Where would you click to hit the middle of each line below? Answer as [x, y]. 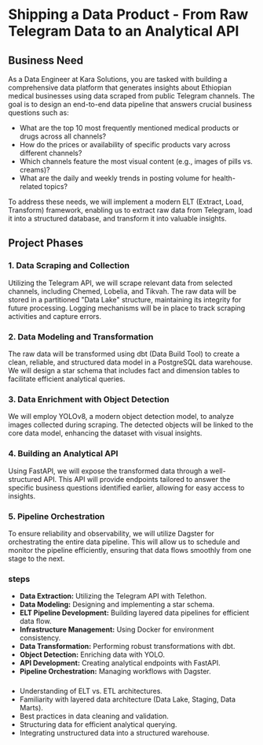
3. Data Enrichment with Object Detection [89, 399]
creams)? [35, 170]
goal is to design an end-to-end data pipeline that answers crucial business [130, 104]
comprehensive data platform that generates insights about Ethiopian [120, 87]
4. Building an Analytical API [63, 454]
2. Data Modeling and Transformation [81, 336]
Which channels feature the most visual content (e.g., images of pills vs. [136, 161]
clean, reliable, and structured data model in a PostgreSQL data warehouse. [130, 362]
